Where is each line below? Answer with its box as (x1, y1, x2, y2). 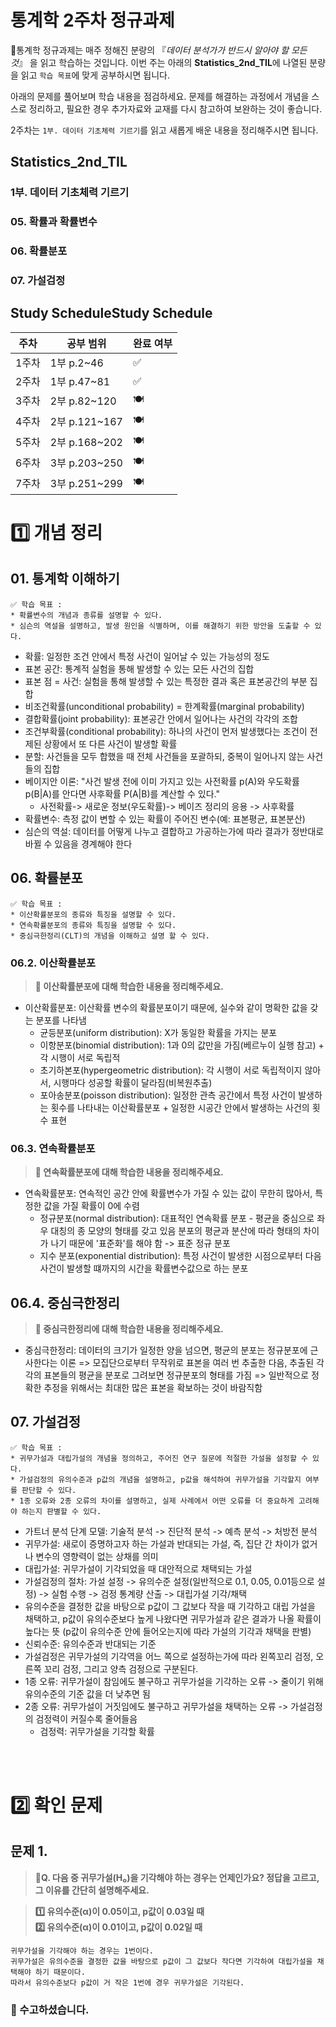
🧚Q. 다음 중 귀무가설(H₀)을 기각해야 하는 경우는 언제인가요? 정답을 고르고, (34, 1871, 320, 1883)
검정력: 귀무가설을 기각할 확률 (39, 1725, 155, 1737)
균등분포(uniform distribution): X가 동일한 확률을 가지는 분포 (39, 1026, 278, 1038)
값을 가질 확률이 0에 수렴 (43, 1200, 140, 1212)
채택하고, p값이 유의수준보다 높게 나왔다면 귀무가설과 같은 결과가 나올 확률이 (24, 1612, 322, 1625)
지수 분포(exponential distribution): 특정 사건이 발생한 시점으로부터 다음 (39, 1250, 322, 1262)
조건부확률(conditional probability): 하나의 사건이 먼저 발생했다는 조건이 (24, 725, 308, 737)
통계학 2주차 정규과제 (10, 9, 175, 32)
